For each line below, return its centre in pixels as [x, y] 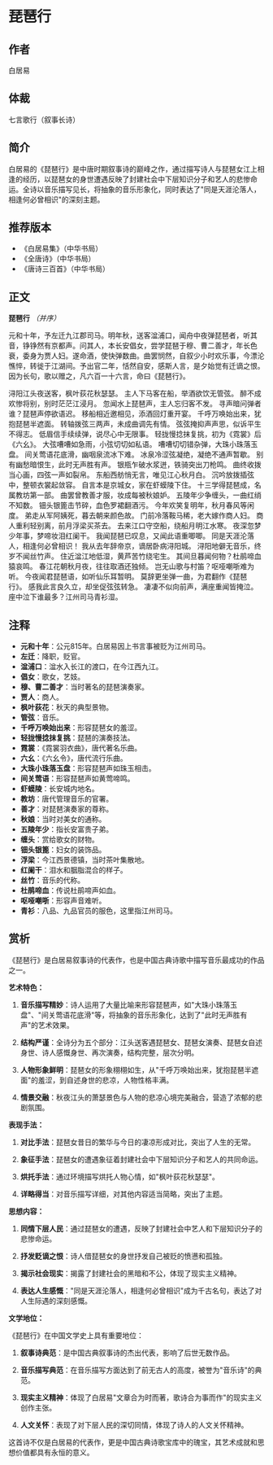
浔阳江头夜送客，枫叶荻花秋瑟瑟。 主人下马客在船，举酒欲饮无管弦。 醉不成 [135, 394]
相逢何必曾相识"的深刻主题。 [56, 199]
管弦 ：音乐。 [41, 718]
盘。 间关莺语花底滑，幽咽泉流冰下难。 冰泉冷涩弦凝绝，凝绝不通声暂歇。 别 [136, 455]
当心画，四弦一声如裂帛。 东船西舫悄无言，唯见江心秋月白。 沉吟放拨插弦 [131, 475]
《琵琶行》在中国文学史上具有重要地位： [76, 1335]
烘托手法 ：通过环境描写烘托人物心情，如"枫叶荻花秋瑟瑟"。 [119, 1176]
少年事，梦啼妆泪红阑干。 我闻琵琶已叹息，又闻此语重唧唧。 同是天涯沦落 [131, 536]
